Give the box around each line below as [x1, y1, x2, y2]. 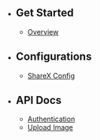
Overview [27, 27, 59, 36]
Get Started [15, 6, 74, 20]
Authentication [27, 114, 76, 124]
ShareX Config [27, 71, 76, 80]
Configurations [15, 50, 92, 64]
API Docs [15, 94, 62, 107]
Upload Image [27, 123, 73, 132]
